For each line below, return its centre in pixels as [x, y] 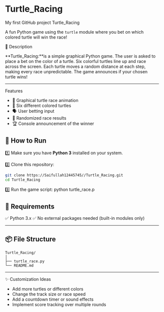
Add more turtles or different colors [48, 289]
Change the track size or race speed [49, 294]
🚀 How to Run [26, 141]
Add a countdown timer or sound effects [53, 299]
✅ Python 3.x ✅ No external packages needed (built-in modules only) [75, 218]
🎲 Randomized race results [39, 118]
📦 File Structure [31, 239]
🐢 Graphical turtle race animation [45, 100]
